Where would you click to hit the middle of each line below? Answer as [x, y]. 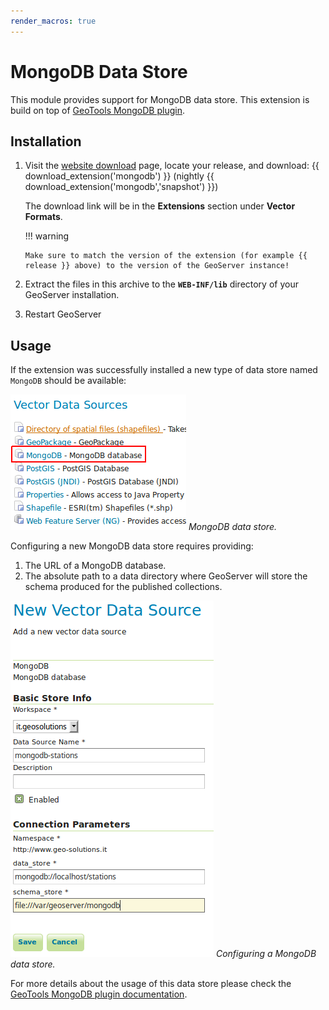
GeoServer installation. [72, 295]
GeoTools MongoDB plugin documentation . [99, 994]
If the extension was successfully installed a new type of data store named [164, 370]
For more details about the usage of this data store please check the [151, 984]
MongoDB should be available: [68, 381]
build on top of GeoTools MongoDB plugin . [97, 110]
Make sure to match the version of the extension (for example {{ [166, 256]
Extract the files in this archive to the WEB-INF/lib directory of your [161, 284]
